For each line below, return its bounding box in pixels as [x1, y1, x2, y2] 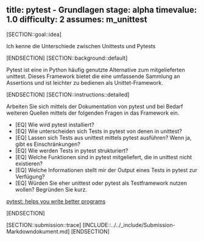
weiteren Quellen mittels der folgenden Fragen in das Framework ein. [6, 109, 180, 117]
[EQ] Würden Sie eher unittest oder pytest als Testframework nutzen [15, 179, 188, 187]
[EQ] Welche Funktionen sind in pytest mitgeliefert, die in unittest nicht [15, 153, 192, 160]
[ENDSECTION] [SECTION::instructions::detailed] [6, 91, 130, 98]
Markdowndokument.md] [6, 228, 70, 235]
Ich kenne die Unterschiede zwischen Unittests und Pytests [6, 42, 156, 49]
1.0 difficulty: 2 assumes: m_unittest [6, 15, 147, 25]
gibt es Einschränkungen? [15, 140, 80, 148]
